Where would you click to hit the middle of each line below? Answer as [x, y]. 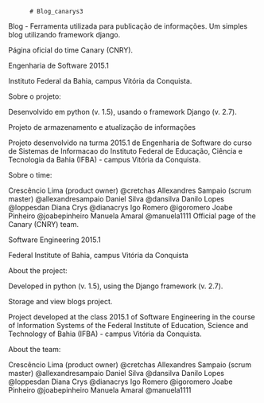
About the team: [35, 349]
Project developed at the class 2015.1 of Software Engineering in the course [132, 317]
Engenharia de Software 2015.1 [58, 65]
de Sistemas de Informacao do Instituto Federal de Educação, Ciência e [125, 151]
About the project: [38, 270]
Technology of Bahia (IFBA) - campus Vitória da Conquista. [105, 334]
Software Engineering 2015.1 [54, 240]
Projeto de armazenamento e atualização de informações [102, 127]
